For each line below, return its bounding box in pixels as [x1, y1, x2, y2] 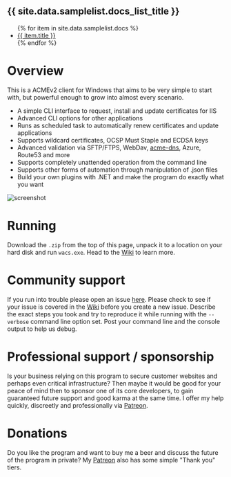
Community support [7, 272, 125, 288]
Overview [7, 63, 64, 78]
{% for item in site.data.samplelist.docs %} [17, 24, 139, 32]
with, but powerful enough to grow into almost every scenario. [7, 93, 184, 101]
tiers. [7, 463, 22, 471]
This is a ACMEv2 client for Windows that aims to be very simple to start [7, 86, 212, 94]
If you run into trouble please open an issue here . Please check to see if [7, 295, 211, 303]
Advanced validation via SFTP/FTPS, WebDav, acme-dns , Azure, [17, 143, 201, 152]
